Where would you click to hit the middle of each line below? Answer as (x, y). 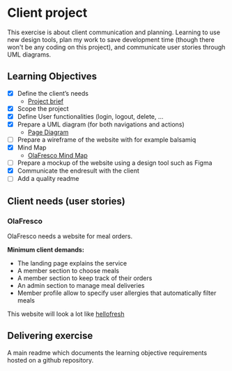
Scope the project (43, 108)
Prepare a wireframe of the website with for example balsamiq (107, 140)
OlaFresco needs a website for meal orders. (70, 236)
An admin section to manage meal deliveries (81, 285)
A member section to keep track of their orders (85, 278)
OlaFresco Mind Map (58, 156)
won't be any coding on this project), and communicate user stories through (116, 47)
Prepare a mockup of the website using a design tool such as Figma (115, 163)
